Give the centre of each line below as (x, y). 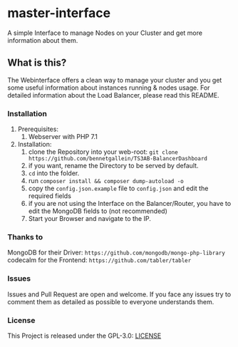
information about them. (43, 40)
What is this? (37, 63)
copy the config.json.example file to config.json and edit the (118, 188)
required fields (50, 196)
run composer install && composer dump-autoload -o (106, 181)
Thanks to (25, 237)
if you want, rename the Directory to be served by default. (113, 166)
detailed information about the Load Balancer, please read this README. (113, 95)
